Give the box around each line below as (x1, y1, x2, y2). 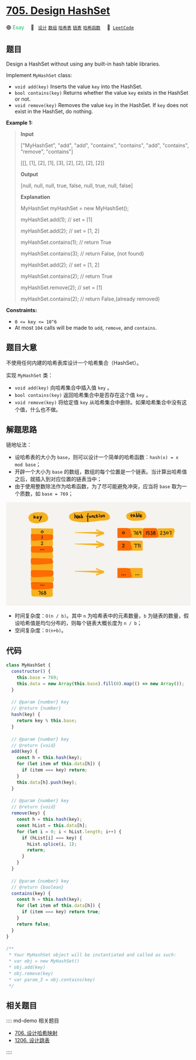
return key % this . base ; (16, 718, 77, 724)
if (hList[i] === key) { (21, 835, 82, 841)
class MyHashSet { (6, 662, 51, 668)
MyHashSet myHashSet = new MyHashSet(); (20, 205, 129, 212)
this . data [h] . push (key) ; (16, 779, 77, 785)
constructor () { (11, 668, 51, 675)
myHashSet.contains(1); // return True (20, 239, 112, 246)
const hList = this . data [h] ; (16, 823, 88, 828)
